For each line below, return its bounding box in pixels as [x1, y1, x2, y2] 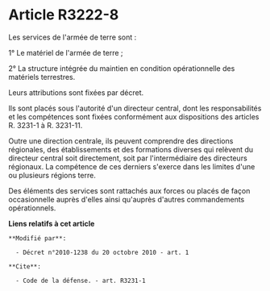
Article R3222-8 [8, 6, 119, 24]
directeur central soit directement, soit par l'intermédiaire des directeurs [8, 153, 247, 163]
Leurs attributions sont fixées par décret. [8, 87, 144, 98]
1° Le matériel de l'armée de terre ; [8, 48, 123, 57]
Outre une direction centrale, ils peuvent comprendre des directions [8, 135, 234, 146]
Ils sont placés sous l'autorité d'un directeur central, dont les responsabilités [8, 103, 262, 113]
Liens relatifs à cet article [8, 218, 95, 228]
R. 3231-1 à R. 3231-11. [8, 120, 83, 130]
